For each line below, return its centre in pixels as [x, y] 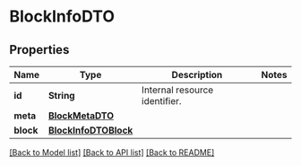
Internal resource [178, 90]
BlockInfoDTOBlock [90, 130]
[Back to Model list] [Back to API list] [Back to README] [112, 153]
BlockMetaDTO [81, 116]
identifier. [162, 101]
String [61, 96]
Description [197, 75]
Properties [39, 50]
